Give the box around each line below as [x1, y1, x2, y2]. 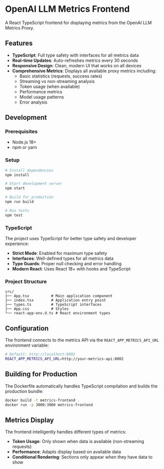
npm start [5, 186, 25, 191]
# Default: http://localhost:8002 [5, 352, 76, 357]
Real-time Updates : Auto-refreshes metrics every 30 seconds [12, 57, 138, 63]
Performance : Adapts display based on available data [12, 449, 121, 455]
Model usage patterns [19, 94, 64, 100]
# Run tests [5, 208, 29, 213]
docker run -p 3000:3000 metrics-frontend [5, 402, 93, 407]
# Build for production [5, 195, 54, 200]
